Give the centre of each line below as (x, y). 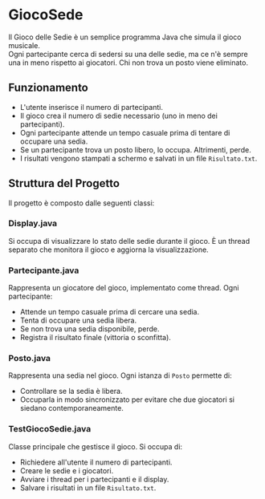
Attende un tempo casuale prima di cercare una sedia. (110, 312)
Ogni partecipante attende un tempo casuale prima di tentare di (125, 132)
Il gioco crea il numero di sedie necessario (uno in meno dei (119, 116)
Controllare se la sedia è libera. (71, 391)
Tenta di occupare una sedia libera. (78, 320)
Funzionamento (48, 88)
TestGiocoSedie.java (50, 429)
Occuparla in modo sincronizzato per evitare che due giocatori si (127, 400)
